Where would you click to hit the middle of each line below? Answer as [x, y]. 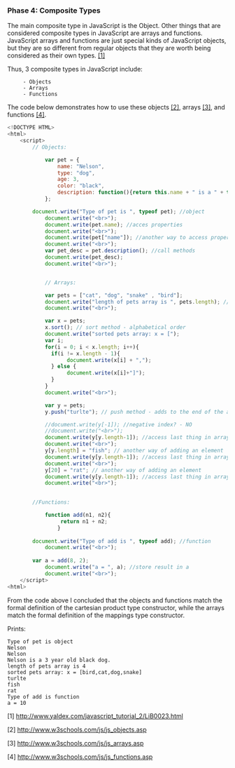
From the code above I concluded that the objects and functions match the [115, 600]
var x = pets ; [65, 321]
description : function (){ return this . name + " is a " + [140, 193]
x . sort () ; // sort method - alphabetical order [115, 328]
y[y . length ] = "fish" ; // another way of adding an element [134, 451]
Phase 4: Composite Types [54, 11]
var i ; [54, 340]
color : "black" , [81, 186]
